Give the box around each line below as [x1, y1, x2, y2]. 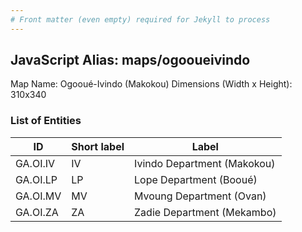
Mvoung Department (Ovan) [134, 189, 267, 203]
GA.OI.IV [15, 156, 56, 170]
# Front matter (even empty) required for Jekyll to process [10, 14, 271, 25]
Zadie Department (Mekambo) [134, 205, 277, 219]
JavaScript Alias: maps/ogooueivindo [10, 52, 251, 69]
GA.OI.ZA [15, 205, 59, 219]
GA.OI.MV [15, 189, 62, 203]
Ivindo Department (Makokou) [134, 156, 276, 170]
